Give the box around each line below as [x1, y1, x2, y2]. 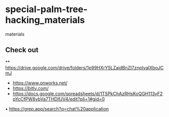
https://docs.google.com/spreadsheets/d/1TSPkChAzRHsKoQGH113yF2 [12, 90, 163, 97]
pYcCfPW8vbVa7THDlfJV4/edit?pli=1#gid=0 [12, 96, 105, 102]
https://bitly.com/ [12, 85, 49, 91]
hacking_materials [5, 14, 85, 26]
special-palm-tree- [5, 4, 88, 15]
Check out [5, 46, 39, 54]
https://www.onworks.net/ [12, 80, 67, 86]
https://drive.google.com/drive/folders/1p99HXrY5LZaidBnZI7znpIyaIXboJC [5, 64, 164, 70]
